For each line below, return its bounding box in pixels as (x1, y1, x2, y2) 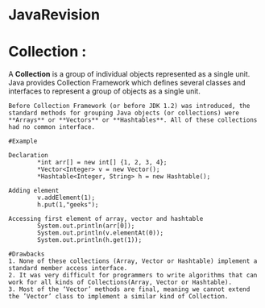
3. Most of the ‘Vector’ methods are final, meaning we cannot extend (8, 285, 251, 293)
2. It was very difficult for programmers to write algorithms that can (8, 272, 258, 280)
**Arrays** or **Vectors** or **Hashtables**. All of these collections (8, 116, 258, 124)
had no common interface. (8, 123, 95, 131)
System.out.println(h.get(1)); (37, 236, 143, 244)
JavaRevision (8, 6, 101, 24)
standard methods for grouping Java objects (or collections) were (8, 109, 240, 118)
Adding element (8, 187, 60, 195)
